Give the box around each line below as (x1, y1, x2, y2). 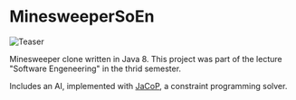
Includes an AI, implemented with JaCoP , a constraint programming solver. (9, 80, 288, 91)
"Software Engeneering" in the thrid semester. (9, 63, 182, 74)
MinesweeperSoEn (9, 6, 155, 27)
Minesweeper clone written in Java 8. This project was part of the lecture (9, 53, 282, 64)
